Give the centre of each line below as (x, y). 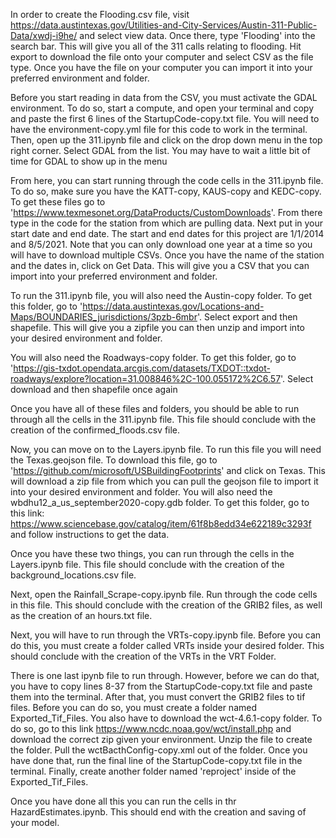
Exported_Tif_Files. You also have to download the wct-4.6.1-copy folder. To (166, 718)
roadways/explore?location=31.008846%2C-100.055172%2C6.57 (146, 378)
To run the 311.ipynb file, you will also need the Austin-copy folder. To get (161, 295)
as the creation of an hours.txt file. (81, 615)
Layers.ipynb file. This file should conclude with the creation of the (147, 564)
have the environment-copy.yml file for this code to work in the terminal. (159, 129)
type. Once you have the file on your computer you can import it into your (161, 67)
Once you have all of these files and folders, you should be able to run (155, 408)
